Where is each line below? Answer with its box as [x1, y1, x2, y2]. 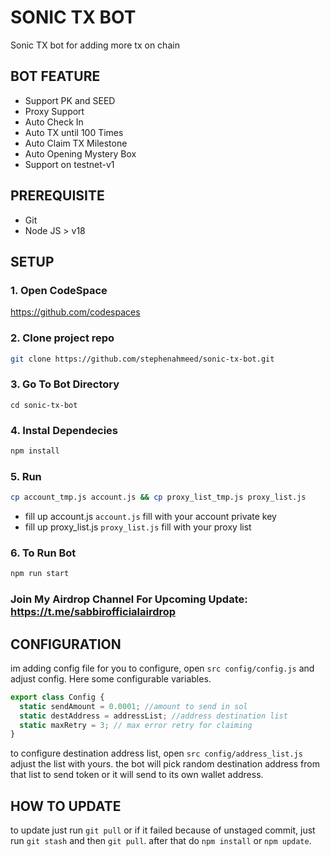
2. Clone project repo [10, 331, 115, 345]
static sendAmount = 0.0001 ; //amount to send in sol [19, 701, 248, 711]
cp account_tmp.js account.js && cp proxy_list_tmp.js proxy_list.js [10, 492, 307, 503]
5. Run [10, 469, 42, 483]
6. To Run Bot [10, 546, 77, 560]
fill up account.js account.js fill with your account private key [24, 511, 277, 523]
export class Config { [10, 692, 105, 702]
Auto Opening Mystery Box [24, 147, 137, 160]
